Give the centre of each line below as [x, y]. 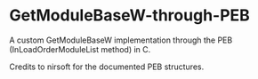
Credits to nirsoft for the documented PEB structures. [107, 67]
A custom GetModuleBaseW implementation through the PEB [121, 40]
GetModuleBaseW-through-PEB [130, 16]
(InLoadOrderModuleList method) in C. [80, 49]
